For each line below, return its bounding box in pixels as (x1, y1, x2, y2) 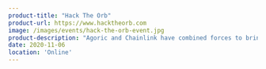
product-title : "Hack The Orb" (8, 11, 112, 20)
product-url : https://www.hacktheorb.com (8, 19, 147, 27)
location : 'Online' (8, 48, 73, 56)
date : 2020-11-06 (8, 41, 66, 49)
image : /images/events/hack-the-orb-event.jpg (8, 26, 165, 34)
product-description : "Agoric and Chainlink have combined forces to (8, 33, 243, 42)
